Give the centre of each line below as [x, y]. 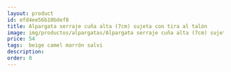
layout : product [30, 13]
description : [26, 52]
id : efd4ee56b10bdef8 [38, 20]
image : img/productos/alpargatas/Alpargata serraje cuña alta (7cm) [107, 33]
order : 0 [20, 58]
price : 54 [21, 39]
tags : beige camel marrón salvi [55, 45]
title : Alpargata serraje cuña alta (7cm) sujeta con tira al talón [107, 26]
